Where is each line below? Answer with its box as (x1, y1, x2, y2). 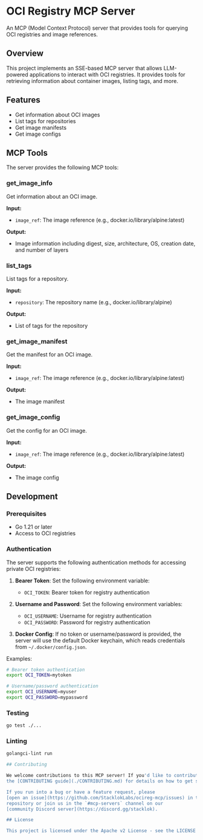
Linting (6, 737, 27, 745)
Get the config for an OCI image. (6, 427, 88, 434)
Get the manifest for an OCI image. (6, 351, 93, 358)
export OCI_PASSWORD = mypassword (6, 695, 88, 701)
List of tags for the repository (14, 322, 88, 329)
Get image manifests (14, 124, 67, 131)
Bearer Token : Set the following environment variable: (14, 577, 150, 584)
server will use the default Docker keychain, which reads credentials (14, 636, 185, 644)
